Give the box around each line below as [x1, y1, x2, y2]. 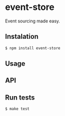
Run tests [5, 93, 35, 102]
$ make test [5, 107, 30, 112]
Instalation [5, 32, 38, 41]
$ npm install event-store [5, 45, 61, 51]
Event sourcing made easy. [5, 18, 60, 24]
